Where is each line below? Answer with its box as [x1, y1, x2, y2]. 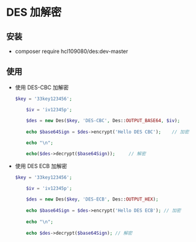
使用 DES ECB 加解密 [14, 162, 68, 169]
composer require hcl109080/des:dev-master [14, 48, 128, 55]
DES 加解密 [6, 5, 62, 19]
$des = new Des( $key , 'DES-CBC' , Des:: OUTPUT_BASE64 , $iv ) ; [26, 118, 180, 124]
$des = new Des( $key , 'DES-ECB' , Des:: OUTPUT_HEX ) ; [26, 196, 159, 202]
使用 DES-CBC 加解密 [14, 84, 69, 91]
